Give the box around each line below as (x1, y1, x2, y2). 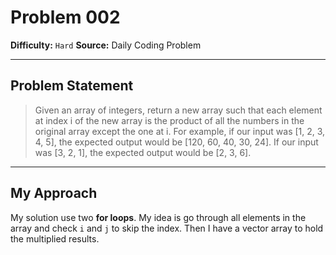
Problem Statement (10, 77, 134, 95)
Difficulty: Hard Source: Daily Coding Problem (10, 39, 202, 51)
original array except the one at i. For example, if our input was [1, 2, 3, (34, 125, 326, 137)
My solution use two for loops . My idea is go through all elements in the (10, 211, 307, 223)
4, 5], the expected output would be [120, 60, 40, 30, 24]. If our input (34, 136, 319, 148)
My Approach (10, 185, 98, 202)
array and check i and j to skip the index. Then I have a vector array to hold (10, 222, 324, 234)
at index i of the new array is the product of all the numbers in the (34, 114, 305, 126)
